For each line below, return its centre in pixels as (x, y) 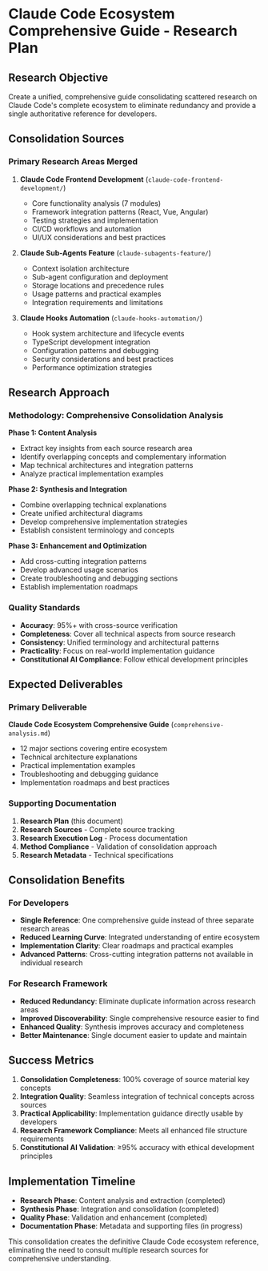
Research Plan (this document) (72, 821)
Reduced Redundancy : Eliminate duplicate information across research (138, 1001)
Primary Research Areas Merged (73, 162)
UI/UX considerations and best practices (99, 237)
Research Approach (59, 393)
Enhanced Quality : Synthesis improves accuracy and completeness (132, 1027)
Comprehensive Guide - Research (123, 31)
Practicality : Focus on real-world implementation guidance (117, 650)
